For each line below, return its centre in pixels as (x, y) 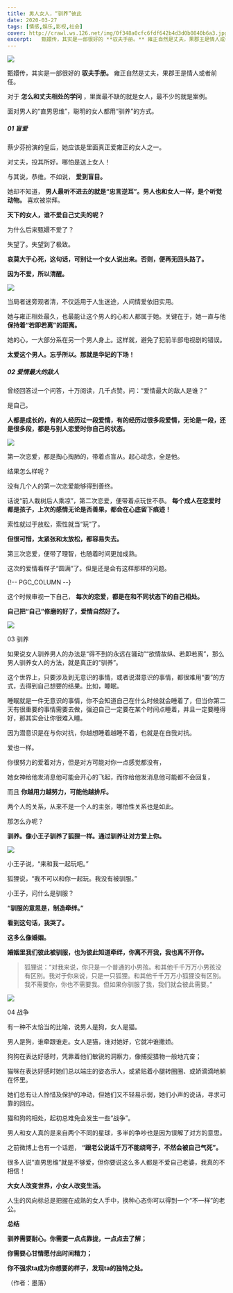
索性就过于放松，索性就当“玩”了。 (55, 524)
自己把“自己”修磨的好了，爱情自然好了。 (65, 611)
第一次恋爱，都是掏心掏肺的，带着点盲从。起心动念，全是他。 (95, 457)
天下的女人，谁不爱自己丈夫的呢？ (56, 215)
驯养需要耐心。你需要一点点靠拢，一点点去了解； (77, 1239)
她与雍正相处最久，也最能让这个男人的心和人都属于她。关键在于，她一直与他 (116, 316)
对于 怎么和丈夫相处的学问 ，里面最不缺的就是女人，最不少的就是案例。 (109, 96)
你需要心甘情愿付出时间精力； (50, 1253)
